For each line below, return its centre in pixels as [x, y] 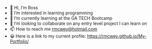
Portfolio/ [19, 41]
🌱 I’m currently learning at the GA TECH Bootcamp [61, 18]
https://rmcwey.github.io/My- [117, 36]
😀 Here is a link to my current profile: [48, 36]
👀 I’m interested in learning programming [51, 13]
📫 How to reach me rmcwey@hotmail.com [54, 29]
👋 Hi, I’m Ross [24, 8]
